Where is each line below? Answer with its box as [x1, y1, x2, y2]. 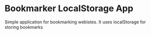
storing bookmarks [4, 24, 43, 30]
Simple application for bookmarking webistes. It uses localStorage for [4, 19, 146, 25]
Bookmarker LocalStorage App [4, 3, 134, 14]
